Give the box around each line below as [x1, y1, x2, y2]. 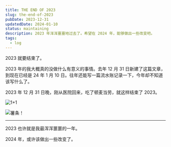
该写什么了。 [5, 78, 32, 84]
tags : [5, 36, 17, 41]
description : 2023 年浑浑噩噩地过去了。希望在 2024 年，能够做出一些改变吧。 [5, 31, 155, 36]
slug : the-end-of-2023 [5, 12, 53, 17]
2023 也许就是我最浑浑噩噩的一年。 [5, 125, 80, 131]
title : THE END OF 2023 [5, 7, 56, 13]
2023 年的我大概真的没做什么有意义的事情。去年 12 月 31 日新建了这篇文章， [5, 65, 165, 71]
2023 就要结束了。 [5, 55, 45, 61]
